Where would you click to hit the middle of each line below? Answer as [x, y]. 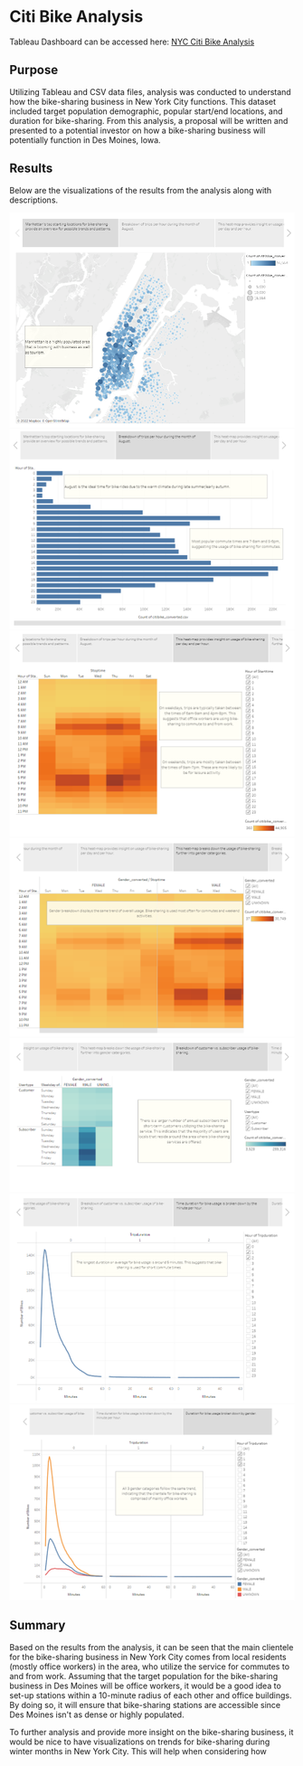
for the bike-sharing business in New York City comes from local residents [148, 1657]
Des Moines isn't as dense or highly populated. [97, 1714]
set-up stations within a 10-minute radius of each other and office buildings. [151, 1695]
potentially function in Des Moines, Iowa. [85, 140]
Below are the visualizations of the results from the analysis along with [141, 190]
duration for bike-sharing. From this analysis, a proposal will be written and [149, 120]
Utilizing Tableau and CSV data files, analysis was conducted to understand [150, 91]
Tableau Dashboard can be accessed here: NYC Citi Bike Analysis [132, 42]
